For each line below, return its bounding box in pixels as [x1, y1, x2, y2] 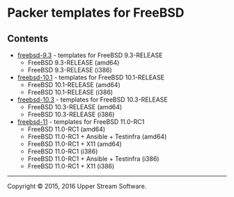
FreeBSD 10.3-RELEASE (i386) [27, 110, 115, 118]
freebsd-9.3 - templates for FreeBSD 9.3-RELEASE [17, 51, 163, 59]
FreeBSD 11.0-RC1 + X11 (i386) [27, 162, 115, 170]
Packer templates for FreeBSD [7, 5, 185, 21]
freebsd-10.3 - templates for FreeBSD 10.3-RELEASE [17, 95, 169, 104]
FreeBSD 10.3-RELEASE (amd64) [27, 103, 123, 111]
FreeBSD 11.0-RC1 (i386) [27, 148, 98, 155]
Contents [7, 33, 49, 45]
